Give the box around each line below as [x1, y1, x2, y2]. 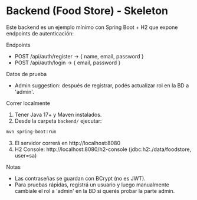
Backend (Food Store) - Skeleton [6, 4, 168, 18]
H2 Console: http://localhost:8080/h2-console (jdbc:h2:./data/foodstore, [14, 146, 192, 153]
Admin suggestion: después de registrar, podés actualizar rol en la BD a [14, 81, 189, 89]
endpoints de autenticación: [6, 29, 74, 37]
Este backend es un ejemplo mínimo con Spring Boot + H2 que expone [6, 24, 178, 31]
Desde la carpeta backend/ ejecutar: [14, 117, 102, 124]
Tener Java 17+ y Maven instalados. [14, 111, 102, 118]
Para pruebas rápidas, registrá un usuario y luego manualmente [14, 181, 170, 188]
